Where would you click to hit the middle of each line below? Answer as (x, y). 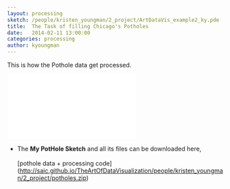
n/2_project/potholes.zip (52, 178)
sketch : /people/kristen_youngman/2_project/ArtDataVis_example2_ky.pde (113, 20)
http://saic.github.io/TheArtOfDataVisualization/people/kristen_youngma (121, 170)
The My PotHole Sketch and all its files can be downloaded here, (109, 149)
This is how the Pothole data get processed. (69, 65)
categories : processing (41, 39)
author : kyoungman (33, 45)
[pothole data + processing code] (64, 163)
